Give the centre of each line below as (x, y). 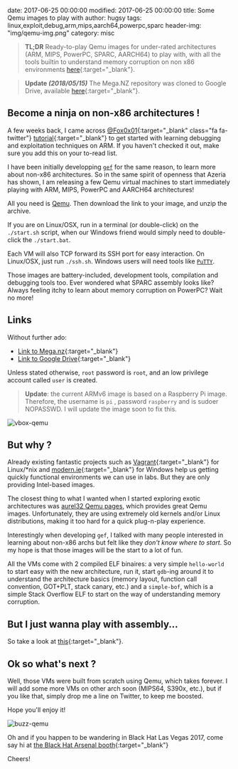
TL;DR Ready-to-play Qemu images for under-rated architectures (120, 47)
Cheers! (19, 759)
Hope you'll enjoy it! (37, 710)
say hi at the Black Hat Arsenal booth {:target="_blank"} (88, 745)
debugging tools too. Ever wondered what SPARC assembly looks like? (111, 282)
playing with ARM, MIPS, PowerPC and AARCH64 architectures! (101, 189)
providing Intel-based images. (51, 485)
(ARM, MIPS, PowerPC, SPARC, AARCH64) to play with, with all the (123, 54)
